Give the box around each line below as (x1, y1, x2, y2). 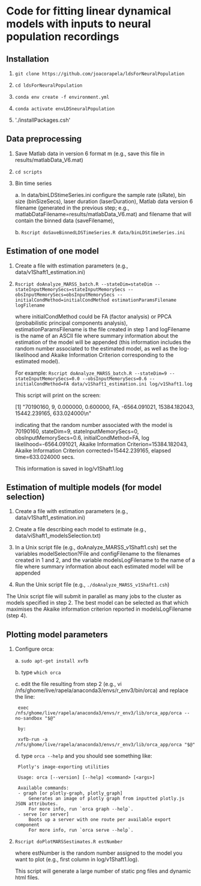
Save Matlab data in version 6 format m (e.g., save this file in (14, 149, 165, 157)
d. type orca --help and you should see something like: (14, 752, 152, 760)
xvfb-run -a (17, 737, 48, 743)
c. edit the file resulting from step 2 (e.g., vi (14, 681, 122, 688)
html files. (14, 874, 40, 881)
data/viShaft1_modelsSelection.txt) (14, 532, 101, 540)
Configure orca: (14, 646, 54, 653)
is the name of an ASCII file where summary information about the (14, 332, 178, 339)
